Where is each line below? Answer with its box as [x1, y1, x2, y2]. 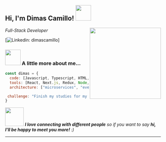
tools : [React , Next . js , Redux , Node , [9, 80, 90, 85]
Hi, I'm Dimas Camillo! [5, 14, 74, 23]
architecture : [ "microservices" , [9, 85, 79, 90]
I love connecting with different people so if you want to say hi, [24, 122, 156, 128]
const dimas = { [5, 71, 39, 76]
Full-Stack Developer [5, 27, 48, 33]
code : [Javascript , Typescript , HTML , [9, 75, 90, 81]
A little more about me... [21, 60, 81, 67]
